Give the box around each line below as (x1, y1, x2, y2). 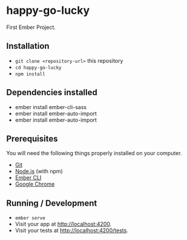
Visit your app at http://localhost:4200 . (15, 221, 112, 228)
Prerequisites (6, 133, 58, 144)
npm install (15, 71, 45, 77)
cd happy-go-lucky (15, 65, 62, 71)
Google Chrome (15, 180, 55, 188)
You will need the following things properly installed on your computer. (6, 150, 182, 157)
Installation (6, 41, 50, 51)
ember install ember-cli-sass (15, 103, 87, 110)
